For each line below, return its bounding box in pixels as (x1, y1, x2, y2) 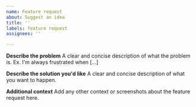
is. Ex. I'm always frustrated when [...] (6, 59, 99, 66)
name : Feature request (6, 8, 62, 15)
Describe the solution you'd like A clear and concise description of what (6, 70, 185, 77)
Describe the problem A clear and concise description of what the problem (6, 52, 191, 59)
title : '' (6, 20, 31, 26)
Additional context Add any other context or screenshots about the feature (6, 88, 191, 95)
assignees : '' (6, 31, 42, 37)
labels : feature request (6, 25, 68, 32)
